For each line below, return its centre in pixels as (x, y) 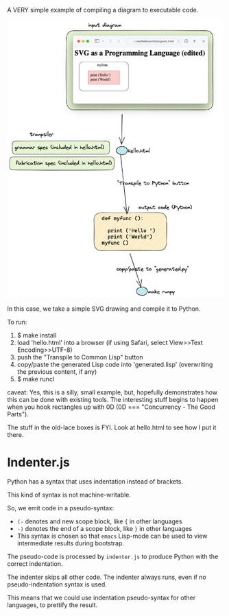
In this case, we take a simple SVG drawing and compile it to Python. (104, 309)
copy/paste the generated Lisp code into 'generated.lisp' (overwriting (115, 365)
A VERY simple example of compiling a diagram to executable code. (103, 10)
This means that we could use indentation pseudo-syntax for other (101, 598)
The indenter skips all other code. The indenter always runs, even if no (107, 577)
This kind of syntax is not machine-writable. (69, 495)
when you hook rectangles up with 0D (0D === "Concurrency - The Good (111, 407)
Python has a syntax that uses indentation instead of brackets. (95, 482)
